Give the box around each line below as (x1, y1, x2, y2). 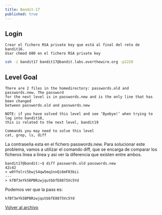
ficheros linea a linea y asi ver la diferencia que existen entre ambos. (5, 152, 142, 157)
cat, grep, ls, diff (5, 133, 47, 138)
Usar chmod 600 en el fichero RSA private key (5, 51, 101, 56)
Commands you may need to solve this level (5, 128, 95, 133)
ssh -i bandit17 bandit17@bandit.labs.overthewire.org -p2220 (5, 59, 133, 65)
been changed (5, 99, 32, 104)
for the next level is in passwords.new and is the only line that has (5, 94, 153, 99)
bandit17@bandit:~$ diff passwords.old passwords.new (5, 161, 116, 166)
